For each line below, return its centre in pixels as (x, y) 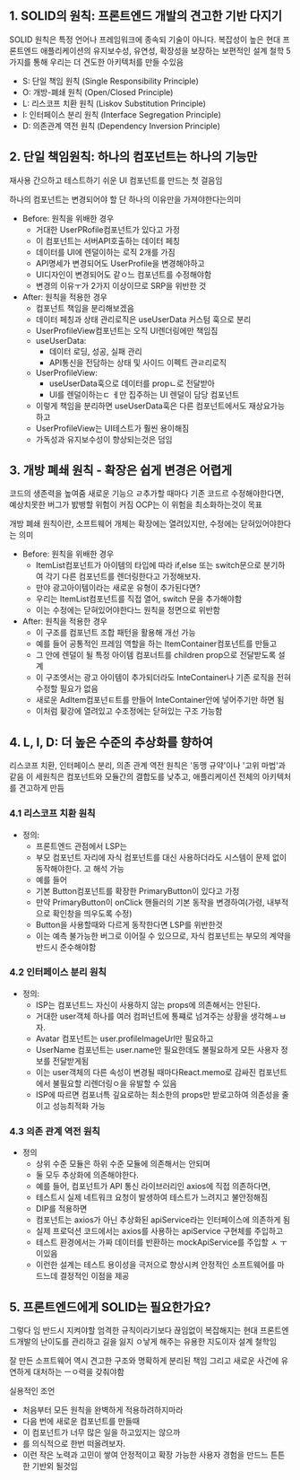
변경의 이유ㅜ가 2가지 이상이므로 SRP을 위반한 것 (121, 285)
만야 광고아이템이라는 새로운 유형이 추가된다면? (118, 588)
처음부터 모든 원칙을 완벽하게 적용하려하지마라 (103, 1410)
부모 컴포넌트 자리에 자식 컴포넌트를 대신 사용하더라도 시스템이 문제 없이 (161, 857)
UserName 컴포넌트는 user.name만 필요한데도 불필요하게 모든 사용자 (157, 1049)
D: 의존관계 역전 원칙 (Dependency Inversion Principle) (121, 126)
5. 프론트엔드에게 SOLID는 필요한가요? (110, 1307)
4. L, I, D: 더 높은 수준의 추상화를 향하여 (111, 742)
